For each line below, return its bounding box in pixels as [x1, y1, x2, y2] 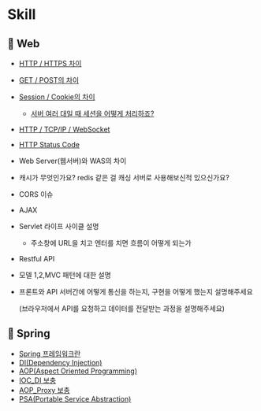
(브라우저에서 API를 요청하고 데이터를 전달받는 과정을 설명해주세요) [18, 304, 226, 313]
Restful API [18, 254, 55, 263]
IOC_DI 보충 [18, 376, 57, 385]
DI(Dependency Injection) [18, 357, 103, 367]
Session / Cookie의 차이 [18, 92, 95, 102]
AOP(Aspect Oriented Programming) [18, 366, 138, 376]
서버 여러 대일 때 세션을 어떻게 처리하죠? [30, 109, 155, 118]
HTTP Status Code [18, 140, 80, 149]
